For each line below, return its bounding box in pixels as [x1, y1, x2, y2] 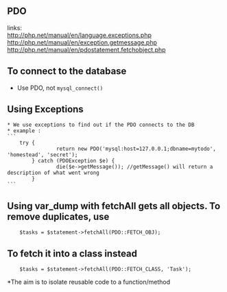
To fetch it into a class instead [7, 247, 138, 259]
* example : [7, 127, 41, 134]
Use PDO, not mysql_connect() [16, 84, 104, 92]
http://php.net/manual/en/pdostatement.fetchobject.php [7, 45, 166, 53]
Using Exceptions [7, 104, 84, 115]
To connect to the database [7, 65, 127, 77]
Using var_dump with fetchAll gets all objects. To [7, 200, 221, 212]
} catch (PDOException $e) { [32, 158, 115, 165]
